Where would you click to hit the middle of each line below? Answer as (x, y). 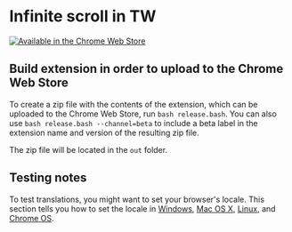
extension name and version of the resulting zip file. (105, 132)
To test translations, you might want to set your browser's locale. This (137, 199)
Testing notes (48, 178)
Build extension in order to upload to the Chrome (146, 69)
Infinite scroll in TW (83, 16)
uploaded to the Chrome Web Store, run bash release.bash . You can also (143, 114)
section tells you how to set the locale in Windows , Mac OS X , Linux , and (142, 208)
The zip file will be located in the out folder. (88, 149)
